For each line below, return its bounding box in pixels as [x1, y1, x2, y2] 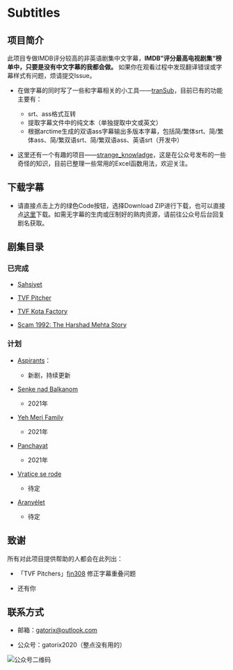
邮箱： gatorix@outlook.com [17, 626, 97, 635]
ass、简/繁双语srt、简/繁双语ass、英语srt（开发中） [33, 136, 183, 144]
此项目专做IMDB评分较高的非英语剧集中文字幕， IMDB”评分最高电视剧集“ [7, 54, 216, 62]
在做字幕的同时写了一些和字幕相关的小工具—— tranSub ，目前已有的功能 [17, 86, 223, 95]
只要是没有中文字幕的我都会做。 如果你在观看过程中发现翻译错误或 [25, 63, 216, 71]
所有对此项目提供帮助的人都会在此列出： [7, 555, 123, 563]
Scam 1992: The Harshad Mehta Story [17, 320, 127, 328]
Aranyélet [17, 497, 45, 506]
